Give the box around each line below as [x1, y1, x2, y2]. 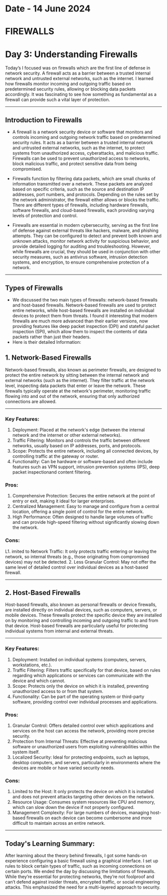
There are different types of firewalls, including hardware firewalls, [12, 202, 149, 208]
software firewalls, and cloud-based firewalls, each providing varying [12, 207, 155, 213]
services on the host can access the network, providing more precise [12, 728, 155, 734]
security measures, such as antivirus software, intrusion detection [12, 254, 148, 260]
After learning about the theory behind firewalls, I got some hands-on [5, 853, 147, 859]
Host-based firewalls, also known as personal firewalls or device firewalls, [5, 601, 157, 607]
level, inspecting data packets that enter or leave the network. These [5, 383, 146, 389]
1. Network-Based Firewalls [5, 354, 92, 362]
